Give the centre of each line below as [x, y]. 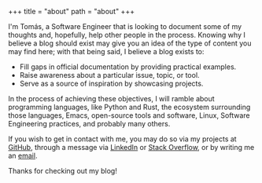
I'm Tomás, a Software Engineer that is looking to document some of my [125, 26]
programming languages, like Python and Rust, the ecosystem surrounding [129, 107]
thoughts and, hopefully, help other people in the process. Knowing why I [127, 35]
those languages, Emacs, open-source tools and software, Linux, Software [129, 115]
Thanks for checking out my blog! [63, 171]
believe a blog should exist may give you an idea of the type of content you [130, 43]
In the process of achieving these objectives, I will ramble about [111, 99]
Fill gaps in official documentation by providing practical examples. [128, 67]
